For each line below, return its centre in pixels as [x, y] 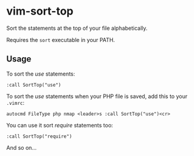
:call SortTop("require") [39, 136]
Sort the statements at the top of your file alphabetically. [77, 28]
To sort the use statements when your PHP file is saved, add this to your [97, 96]
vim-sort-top [40, 11]
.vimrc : [15, 102]
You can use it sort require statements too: [60, 125]
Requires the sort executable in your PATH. [61, 40]
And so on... [21, 147]
